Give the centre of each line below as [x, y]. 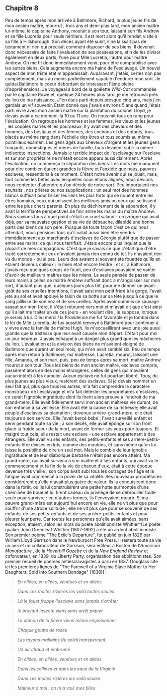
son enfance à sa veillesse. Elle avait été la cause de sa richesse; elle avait [82, 407]
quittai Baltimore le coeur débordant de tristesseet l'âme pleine [70, 84]
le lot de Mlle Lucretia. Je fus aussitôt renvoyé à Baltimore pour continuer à [82, 323]
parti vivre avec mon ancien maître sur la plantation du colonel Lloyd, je [78, 110]
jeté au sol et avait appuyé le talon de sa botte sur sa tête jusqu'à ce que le [82, 296]
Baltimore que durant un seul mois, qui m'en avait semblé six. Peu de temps [83, 349]
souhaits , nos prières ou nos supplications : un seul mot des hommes [77, 190]
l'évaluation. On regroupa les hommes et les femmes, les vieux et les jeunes [83, 121]
